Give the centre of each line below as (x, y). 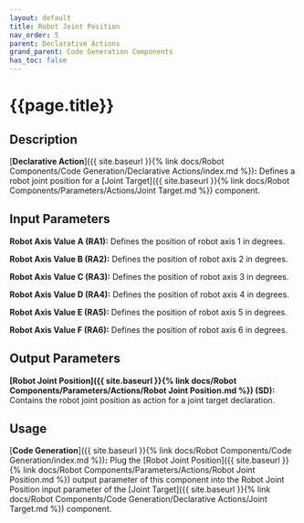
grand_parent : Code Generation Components (91, 52)
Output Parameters (65, 359)
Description (43, 139)
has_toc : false (38, 60)
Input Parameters (60, 219)
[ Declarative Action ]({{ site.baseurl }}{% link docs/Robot (117, 161)
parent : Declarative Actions (65, 43)
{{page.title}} (62, 106)
